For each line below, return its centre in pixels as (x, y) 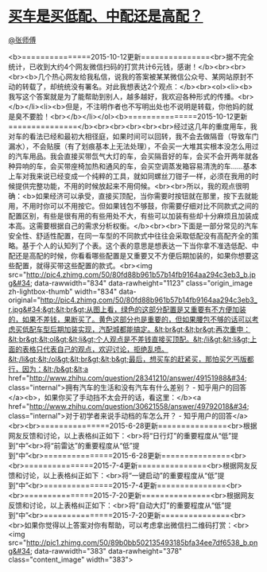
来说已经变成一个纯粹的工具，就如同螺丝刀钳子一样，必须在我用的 (143, 176)
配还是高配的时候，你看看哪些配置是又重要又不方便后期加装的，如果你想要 (130, 255)
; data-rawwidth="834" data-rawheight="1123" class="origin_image (141, 282)
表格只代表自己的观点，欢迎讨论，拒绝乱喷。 (95, 349)
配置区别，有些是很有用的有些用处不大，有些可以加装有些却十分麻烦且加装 (130, 216)
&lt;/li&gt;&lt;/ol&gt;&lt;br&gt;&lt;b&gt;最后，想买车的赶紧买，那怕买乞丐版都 (131, 359)
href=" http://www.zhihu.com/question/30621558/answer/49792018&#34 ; (129, 406)
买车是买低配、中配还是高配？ (106, 16)
